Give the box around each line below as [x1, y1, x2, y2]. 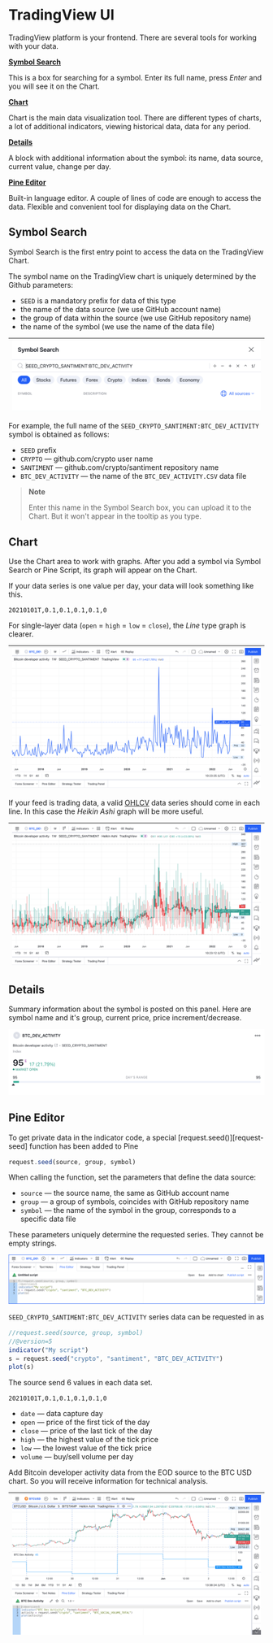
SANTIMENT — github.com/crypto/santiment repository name [19, 463, 219, 472]
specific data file [19, 1214, 76, 1224]
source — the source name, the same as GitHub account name [19, 1189, 230, 1198]
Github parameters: [8, 280, 73, 289]
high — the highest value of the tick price [19, 1435, 158, 1445]
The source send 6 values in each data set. [8, 1378, 153, 1388]
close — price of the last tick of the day [19, 1426, 153, 1436]
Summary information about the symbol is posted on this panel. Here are [8, 1004, 252, 1014]
